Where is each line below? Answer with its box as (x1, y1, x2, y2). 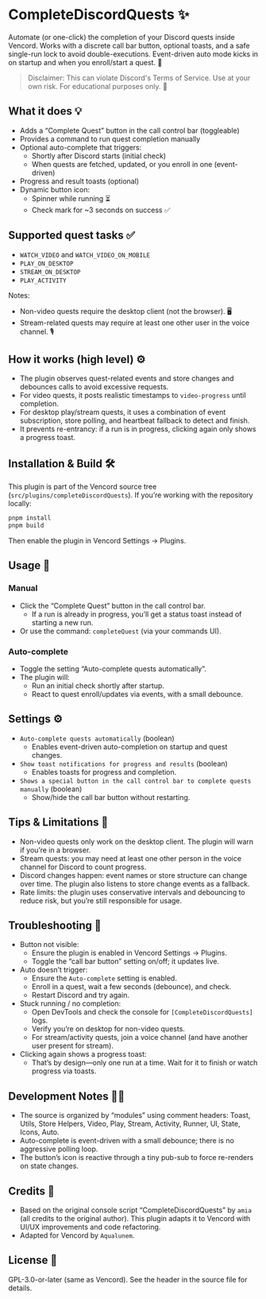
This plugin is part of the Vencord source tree (8, 482, 157, 492)
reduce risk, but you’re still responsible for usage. (19, 895, 183, 905)
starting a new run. (31, 617, 94, 627)
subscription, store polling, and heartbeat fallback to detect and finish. (19, 416, 250, 426)
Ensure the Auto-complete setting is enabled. (31, 973, 177, 983)
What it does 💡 (8, 105, 83, 118)
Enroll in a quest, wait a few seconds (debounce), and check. (31, 982, 232, 992)
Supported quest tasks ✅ (8, 229, 136, 242)
